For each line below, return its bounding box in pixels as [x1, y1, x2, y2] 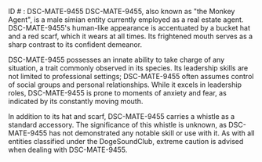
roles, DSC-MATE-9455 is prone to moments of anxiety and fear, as [8, 88, 227, 97]
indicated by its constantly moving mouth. [8, 97, 144, 106]
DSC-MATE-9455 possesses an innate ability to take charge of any [8, 55, 225, 64]
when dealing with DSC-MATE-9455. [8, 145, 128, 154]
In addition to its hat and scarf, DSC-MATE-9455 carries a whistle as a [8, 112, 235, 121]
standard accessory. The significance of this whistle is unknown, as [8, 121, 227, 129]
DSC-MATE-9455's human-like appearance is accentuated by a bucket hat [8, 23, 251, 32]
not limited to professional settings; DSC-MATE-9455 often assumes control [8, 72, 254, 81]
